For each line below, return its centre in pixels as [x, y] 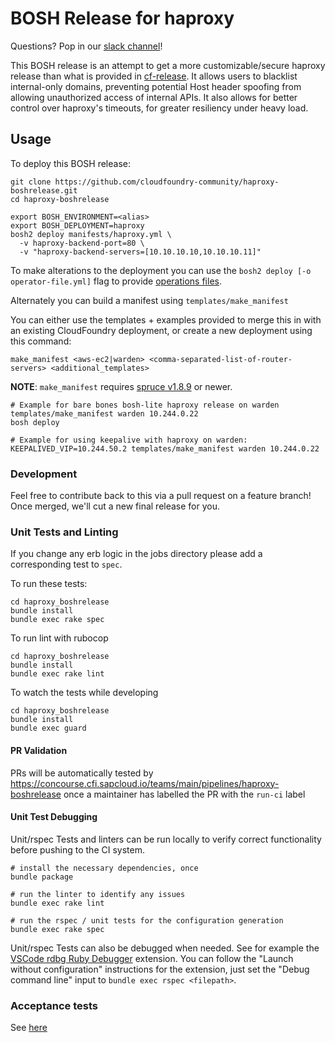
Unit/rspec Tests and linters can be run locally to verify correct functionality [166, 839]
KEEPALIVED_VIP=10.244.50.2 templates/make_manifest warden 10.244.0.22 [165, 448]
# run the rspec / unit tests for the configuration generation [147, 920]
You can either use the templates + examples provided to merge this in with [166, 319]
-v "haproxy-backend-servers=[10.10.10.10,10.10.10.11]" [140, 252]
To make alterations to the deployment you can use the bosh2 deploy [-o [161, 270]
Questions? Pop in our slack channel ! [86, 46]
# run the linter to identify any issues [98, 894]
